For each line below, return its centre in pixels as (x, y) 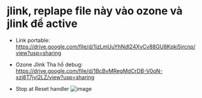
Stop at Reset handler (42, 88)
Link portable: (33, 40)
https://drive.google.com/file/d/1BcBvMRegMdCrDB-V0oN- (89, 71)
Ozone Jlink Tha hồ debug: (49, 65)
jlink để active (42, 24)
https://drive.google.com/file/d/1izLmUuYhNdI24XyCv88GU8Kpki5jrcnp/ (106, 47)
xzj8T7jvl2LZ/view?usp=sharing (55, 77)
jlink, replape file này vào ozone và (95, 11)
